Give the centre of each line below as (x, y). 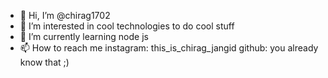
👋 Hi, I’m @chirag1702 (65, 15)
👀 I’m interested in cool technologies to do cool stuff (127, 26)
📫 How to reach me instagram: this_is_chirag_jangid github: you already (169, 48)
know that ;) (44, 62)
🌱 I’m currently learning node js (84, 36)
